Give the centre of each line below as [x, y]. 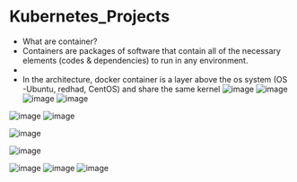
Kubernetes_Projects [90, 17]
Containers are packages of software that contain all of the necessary [151, 50]
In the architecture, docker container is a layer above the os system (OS [155, 79]
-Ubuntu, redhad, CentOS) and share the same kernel [121, 89]
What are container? [60, 41]
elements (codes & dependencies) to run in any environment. [135, 60]
